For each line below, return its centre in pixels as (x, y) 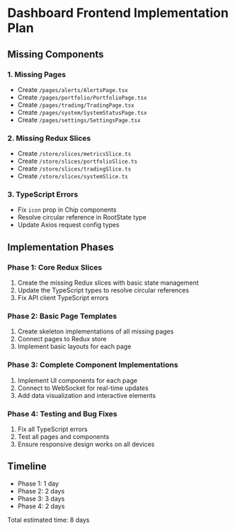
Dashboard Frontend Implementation (118, 13)
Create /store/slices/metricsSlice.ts (74, 154)
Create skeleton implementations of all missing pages (96, 331)
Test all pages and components (63, 437)
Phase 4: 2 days (41, 506)
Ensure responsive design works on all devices (86, 445)
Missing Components (56, 54)
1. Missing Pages (36, 74)
